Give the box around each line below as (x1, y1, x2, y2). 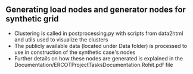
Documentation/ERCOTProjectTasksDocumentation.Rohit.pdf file (14, 61, 173, 68)
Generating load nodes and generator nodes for (5, 5, 186, 15)
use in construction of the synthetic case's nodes (14, 49, 136, 56)
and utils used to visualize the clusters (14, 36, 108, 43)
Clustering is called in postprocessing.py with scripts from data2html (14, 30, 183, 37)
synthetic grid (5, 14, 59, 24)
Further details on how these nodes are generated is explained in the (14, 54, 183, 62)
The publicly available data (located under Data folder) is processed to (14, 42, 188, 49)
